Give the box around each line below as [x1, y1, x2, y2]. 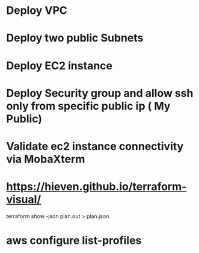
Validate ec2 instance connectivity [6, 139, 184, 153]
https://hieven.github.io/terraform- [6, 180, 187, 193]
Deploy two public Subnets [6, 31, 144, 45]
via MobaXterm [6, 152, 85, 166]
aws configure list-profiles [6, 234, 142, 248]
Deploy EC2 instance [6, 58, 113, 72]
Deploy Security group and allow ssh [6, 86, 194, 100]
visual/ [6, 193, 41, 207]
